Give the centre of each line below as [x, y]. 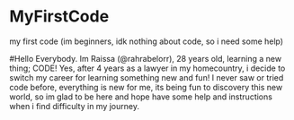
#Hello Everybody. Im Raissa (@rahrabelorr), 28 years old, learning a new [145, 58]
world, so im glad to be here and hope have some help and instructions [141, 97]
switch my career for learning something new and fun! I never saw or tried [147, 77]
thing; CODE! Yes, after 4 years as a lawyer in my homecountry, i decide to [147, 68]
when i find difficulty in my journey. [74, 106]
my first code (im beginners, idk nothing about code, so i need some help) [147, 41]
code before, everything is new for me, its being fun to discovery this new [146, 87]
